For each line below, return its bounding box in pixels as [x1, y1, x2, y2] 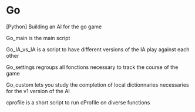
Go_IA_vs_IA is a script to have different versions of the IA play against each [6, 45, 190, 53]
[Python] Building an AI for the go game [6, 23, 102, 30]
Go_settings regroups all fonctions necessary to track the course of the [6, 63, 179, 71]
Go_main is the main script [6, 34, 70, 41]
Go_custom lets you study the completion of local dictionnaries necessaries [6, 81, 189, 88]
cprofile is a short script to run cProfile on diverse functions [6, 98, 150, 106]
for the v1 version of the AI [6, 87, 70, 94]
